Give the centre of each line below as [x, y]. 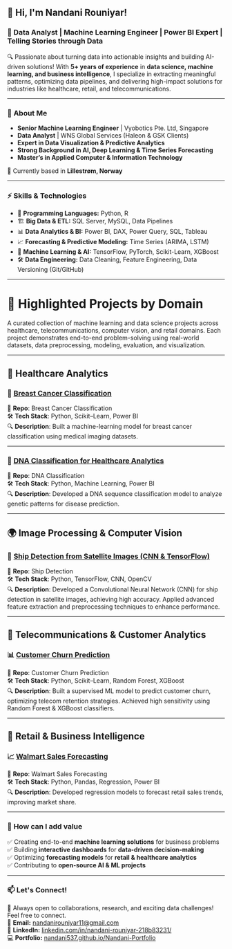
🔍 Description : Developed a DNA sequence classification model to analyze [115, 494]
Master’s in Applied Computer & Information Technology [100, 157]
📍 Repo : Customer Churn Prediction [58, 672]
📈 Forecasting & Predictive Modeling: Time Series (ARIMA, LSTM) [113, 242]
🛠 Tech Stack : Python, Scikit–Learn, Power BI [73, 416]
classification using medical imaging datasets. [72, 436]
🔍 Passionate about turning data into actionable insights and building [106, 57]
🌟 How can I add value [45, 827]
